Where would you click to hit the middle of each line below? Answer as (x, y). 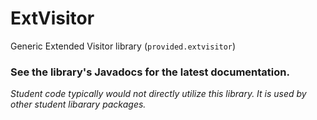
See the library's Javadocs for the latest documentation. (150, 72)
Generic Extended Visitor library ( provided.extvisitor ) (123, 46)
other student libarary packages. (78, 104)
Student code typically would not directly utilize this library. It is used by (158, 94)
